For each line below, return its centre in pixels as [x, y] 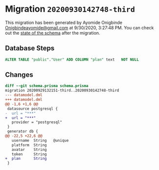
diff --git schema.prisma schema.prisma [47, 86]
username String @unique [40, 140]
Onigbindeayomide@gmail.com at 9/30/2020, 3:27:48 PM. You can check [79, 27]
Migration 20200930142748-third [70, 9]
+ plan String [26, 159]
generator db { [23, 131]
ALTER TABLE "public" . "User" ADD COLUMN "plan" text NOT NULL [72, 60]
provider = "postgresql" [37, 122]
